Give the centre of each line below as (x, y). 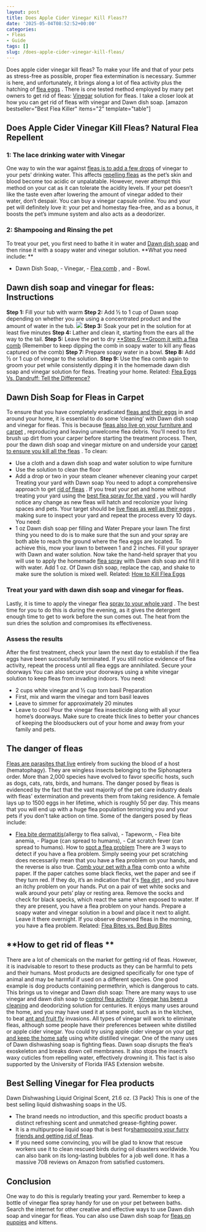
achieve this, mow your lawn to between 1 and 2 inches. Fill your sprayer (107, 548)
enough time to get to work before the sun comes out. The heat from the (98, 616)
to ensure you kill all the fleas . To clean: (57, 451)
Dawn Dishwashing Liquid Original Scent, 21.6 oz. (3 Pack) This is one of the (103, 1098)
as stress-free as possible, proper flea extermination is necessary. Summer (101, 76)
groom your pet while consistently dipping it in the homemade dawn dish (98, 365)
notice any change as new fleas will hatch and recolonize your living (101, 502)
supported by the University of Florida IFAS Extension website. (85, 1064)
